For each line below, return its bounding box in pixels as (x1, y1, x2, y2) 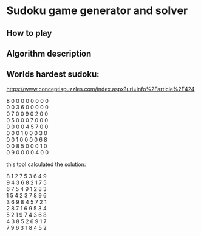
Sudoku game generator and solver (6, 4, 188, 18)
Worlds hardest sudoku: (6, 69, 100, 80)
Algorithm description (6, 48, 92, 58)
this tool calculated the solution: (6, 161, 86, 168)
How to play (6, 28, 52, 38)
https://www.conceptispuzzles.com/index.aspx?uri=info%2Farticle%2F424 (6, 85, 195, 92)
